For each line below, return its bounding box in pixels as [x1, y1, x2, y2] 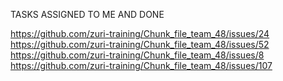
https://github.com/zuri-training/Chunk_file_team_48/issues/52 [10, 39, 270, 50]
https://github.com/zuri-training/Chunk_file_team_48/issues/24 [10, 28, 270, 39]
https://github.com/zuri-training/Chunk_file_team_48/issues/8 [10, 49, 265, 61]
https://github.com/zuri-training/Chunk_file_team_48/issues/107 [10, 60, 273, 71]
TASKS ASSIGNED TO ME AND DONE [10, 9, 165, 20]
